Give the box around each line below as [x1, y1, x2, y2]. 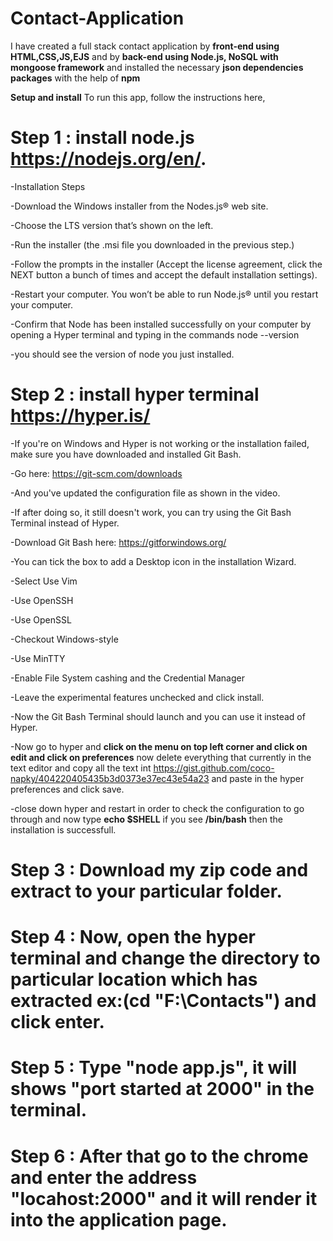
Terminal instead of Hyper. [10, 517, 120, 529]
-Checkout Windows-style [10, 633, 119, 645]
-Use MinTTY [10, 652, 66, 664]
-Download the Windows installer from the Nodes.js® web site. [10, 200, 269, 212]
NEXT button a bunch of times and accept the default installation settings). [10, 268, 318, 281]
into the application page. [10, 1208, 228, 1231]
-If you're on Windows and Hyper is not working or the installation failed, [10, 437, 310, 449]
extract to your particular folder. [10, 880, 283, 902]
